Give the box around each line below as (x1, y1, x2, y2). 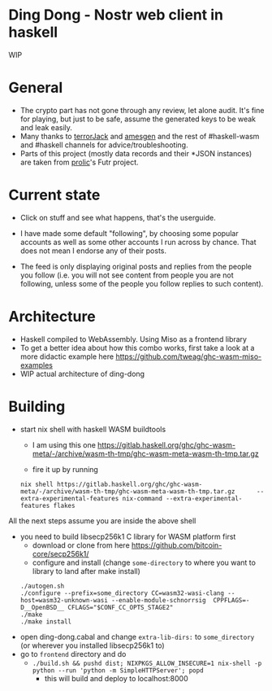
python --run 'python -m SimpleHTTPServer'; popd (32, 666, 205, 675)
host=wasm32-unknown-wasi (19, 596, 108, 604)
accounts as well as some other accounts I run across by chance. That (19, 237, 257, 247)
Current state (8, 186, 101, 204)
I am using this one (32, 440, 96, 449)
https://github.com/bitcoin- (131, 540, 222, 550)
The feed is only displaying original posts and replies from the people (19, 261, 252, 271)
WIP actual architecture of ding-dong (19, 369, 145, 378)
